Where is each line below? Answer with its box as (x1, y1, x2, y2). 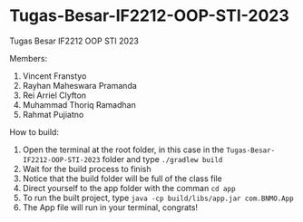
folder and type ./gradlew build (102, 153, 223, 164)
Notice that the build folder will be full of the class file (22, 173, 222, 184)
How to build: (9, 126, 59, 137)
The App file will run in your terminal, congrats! (22, 201, 198, 213)
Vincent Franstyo (22, 70, 87, 82)
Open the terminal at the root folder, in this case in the (22, 144, 225, 155)
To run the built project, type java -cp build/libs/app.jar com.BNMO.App (22, 192, 295, 203)
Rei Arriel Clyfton (22, 90, 87, 101)
